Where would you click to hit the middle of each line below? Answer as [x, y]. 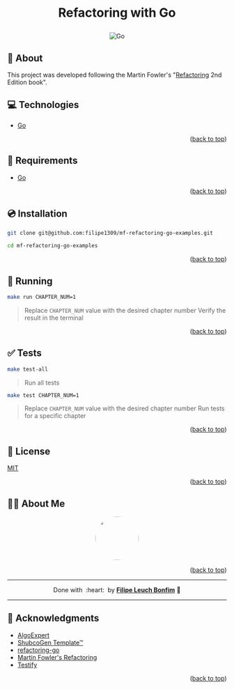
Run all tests [42, 382]
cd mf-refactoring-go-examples [53, 246]
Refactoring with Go [117, 13]
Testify [27, 665]
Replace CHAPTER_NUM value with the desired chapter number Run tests [124, 408]
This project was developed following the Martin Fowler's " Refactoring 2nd [115, 75]
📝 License [29, 451]
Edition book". [27, 82]
